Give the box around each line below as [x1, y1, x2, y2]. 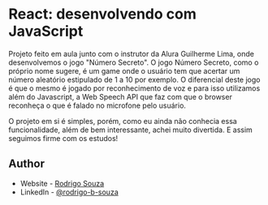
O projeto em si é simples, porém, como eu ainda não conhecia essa [8, 116, 237, 126]
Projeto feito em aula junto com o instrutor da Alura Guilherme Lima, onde [8, 49, 254, 58]
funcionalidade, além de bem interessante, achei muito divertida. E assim [8, 125, 253, 135]
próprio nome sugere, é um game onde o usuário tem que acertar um [8, 66, 240, 75]
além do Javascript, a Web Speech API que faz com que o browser [8, 92, 233, 101]
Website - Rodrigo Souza [19, 178, 105, 188]
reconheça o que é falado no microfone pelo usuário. [8, 100, 187, 110]
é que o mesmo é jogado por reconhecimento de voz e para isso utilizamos [8, 83, 261, 93]
